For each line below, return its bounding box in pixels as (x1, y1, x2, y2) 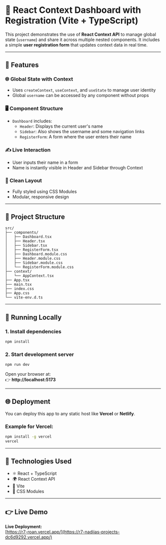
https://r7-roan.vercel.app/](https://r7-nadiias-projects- (6, 529, 120, 535)
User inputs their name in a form (12, 159, 78, 165)
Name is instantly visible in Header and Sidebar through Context (12, 165, 143, 171)
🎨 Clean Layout (5, 177, 42, 184)
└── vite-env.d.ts (5, 295, 43, 300)
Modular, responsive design (12, 194, 69, 199)
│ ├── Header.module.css (5, 256, 61, 261)
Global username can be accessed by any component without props (12, 92, 149, 98)
